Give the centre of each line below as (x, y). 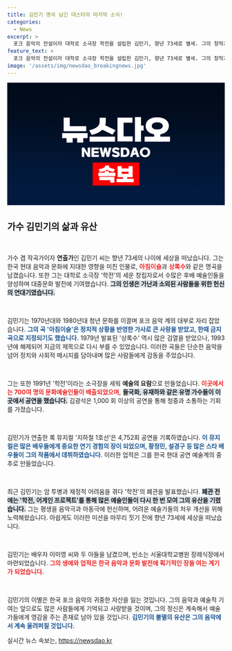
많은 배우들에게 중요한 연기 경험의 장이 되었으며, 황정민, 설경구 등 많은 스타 (118, 446)
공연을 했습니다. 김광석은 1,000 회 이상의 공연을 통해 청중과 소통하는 (117, 401)
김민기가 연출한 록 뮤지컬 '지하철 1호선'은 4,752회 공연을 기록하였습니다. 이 (108, 438)
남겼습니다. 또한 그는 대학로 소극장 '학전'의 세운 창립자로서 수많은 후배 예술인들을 (116, 275)
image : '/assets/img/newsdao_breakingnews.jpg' (77, 66)
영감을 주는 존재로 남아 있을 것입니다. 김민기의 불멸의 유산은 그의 (117, 617)
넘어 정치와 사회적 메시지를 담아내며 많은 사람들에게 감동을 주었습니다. (101, 355)
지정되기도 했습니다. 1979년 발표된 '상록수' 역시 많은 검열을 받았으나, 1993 (125, 338)
